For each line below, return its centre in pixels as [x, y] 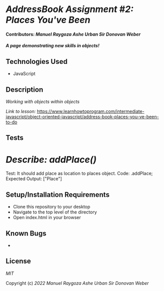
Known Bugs [26, 233]
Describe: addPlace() [51, 159]
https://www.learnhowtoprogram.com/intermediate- [91, 111]
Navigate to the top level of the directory [55, 212]
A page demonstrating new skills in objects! [53, 46]
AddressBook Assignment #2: [70, 9]
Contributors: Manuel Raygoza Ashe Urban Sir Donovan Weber [73, 34]
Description [24, 89]
